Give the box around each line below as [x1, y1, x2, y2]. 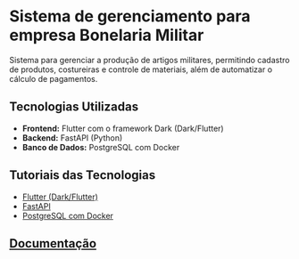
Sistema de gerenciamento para [9, 6, 252, 27]
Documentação [9, 236, 96, 251]
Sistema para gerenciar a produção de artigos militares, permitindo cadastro [9, 54, 290, 65]
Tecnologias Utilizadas [9, 100, 139, 115]
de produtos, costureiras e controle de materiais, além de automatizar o [9, 64, 273, 75]
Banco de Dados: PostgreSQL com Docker [21, 142, 180, 152]
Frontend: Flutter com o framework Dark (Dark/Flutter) [21, 123, 225, 134]
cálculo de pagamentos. [9, 73, 98, 84]
